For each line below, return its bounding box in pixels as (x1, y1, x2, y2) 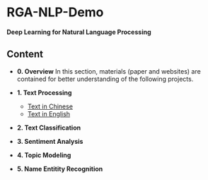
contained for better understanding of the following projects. (16, 74, 194, 83)
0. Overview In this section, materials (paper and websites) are (16, 67, 201, 75)
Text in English (27, 109, 71, 118)
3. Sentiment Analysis (16, 137, 83, 145)
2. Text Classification (16, 123, 81, 132)
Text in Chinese (27, 102, 74, 111)
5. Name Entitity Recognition (16, 164, 103, 173)
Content (6, 48, 44, 60)
